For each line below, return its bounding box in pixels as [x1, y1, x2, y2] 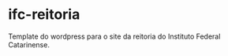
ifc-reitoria [8, 6, 80, 24]
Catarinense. [8, 39, 50, 49]
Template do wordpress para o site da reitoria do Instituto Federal [8, 32, 221, 41]
